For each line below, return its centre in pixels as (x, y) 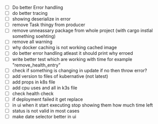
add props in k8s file (34, 82)
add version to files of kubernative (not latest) (60, 76)
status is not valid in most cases (46, 111)
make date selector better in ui (44, 117)
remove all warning (32, 42)
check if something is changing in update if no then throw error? (80, 70)
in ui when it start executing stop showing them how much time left (83, 105)
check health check (33, 93)
